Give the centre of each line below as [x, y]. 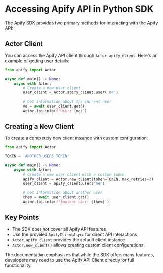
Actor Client [24, 44]
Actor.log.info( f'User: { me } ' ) [55, 111]
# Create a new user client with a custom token [74, 174]
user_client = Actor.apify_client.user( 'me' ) [71, 92]
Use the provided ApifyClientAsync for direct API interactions [75, 234]
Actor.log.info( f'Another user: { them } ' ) [66, 202]
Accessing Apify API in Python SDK [79, 9]
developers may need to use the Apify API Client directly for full [70, 260]
